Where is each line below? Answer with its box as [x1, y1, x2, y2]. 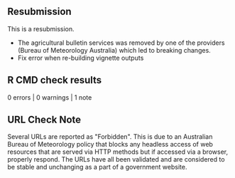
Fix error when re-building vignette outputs [17, 53, 144, 62]
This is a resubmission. [7, 24, 75, 33]
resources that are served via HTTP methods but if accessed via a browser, [7, 147, 229, 156]
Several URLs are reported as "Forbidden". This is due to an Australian [7, 132, 213, 141]
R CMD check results [7, 74, 102, 86]
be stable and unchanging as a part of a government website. [7, 163, 187, 172]
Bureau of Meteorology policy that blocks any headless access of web [7, 140, 213, 149]
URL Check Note [7, 114, 82, 126]
